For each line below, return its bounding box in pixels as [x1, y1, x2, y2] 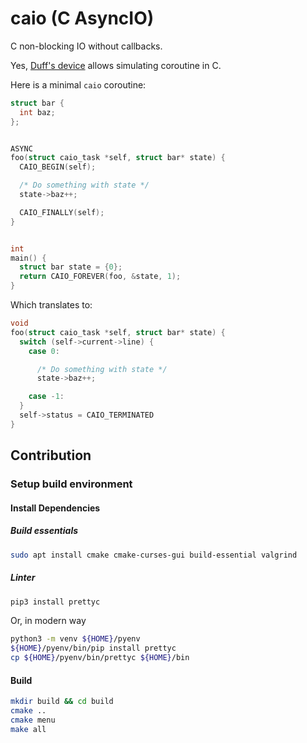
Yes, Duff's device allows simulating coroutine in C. [10, 59, 222, 71]
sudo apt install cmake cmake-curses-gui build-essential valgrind [10, 550, 298, 560]
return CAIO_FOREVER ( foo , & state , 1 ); [19, 272, 182, 282]
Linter [10, 572, 36, 584]
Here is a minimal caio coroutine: [10, 78, 147, 91]
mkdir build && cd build [10, 697, 114, 707]
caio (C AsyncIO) [10, 7, 155, 30]
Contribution [10, 447, 92, 464]
